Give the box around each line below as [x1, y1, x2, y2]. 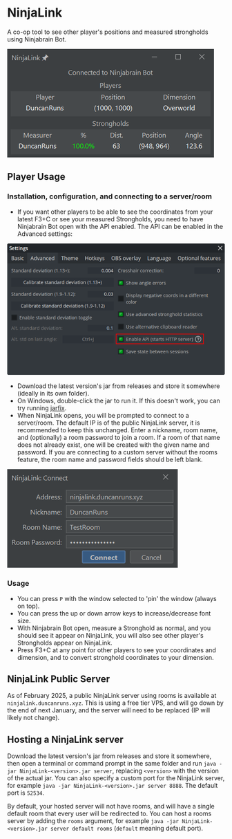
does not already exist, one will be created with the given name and [17, 441, 210, 449]
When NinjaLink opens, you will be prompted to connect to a [17, 412, 190, 420]
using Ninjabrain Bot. [7, 35, 67, 43]
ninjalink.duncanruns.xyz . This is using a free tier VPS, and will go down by [7, 699, 224, 707]
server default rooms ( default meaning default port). [50, 824, 204, 833]
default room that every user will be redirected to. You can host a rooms [7, 809, 212, 818]
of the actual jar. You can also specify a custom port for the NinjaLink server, [7, 774, 225, 782]
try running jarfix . [17, 404, 67, 412]
